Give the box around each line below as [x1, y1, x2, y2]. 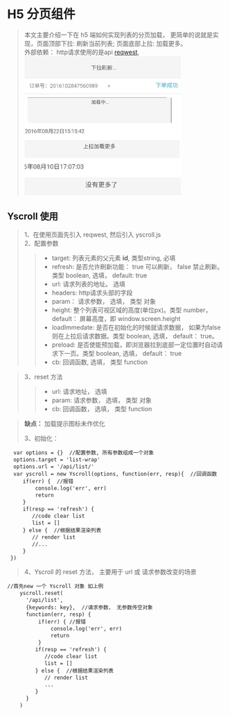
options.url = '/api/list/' [13, 463, 95, 470]
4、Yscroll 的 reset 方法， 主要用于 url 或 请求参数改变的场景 [24, 567, 197, 576]
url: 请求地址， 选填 [51, 387, 107, 395]
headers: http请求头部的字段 [51, 288, 133, 297]
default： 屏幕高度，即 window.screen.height [51, 314, 181, 322]
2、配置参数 [24, 239, 59, 247]
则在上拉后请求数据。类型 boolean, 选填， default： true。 [51, 331, 218, 340]
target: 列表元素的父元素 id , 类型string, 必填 [51, 254, 176, 262]
